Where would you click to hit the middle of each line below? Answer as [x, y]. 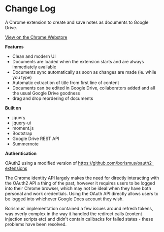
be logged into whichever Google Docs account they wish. [65, 199]
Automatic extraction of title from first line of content [66, 83]
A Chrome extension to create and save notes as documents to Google [77, 22]
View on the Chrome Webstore [36, 37]
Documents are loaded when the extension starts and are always [78, 61]
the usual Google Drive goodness [46, 93]
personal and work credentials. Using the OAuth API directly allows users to [82, 193]
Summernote [25, 143]
